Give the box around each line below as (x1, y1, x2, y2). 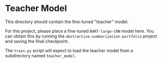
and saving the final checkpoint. (5, 38, 69, 44)
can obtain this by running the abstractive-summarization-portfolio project (5, 33, 157, 39)
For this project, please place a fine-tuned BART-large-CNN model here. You (5, 28, 154, 34)
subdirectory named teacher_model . (5, 52, 76, 58)
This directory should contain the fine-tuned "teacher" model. (5, 19, 129, 25)
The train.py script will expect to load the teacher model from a (5, 48, 133, 53)
